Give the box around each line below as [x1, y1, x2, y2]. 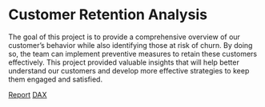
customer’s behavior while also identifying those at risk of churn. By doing [8, 40, 253, 50]
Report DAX [8, 89, 47, 99]
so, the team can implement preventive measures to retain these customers [8, 49, 258, 58]
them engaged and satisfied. [8, 74, 102, 84]
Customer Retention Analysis [8, 6, 208, 24]
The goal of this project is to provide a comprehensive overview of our [8, 32, 240, 42]
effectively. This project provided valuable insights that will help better [8, 57, 240, 67]
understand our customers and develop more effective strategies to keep [8, 65, 250, 75]
